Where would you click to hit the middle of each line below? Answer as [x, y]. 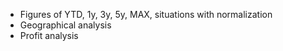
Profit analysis [49, 35]
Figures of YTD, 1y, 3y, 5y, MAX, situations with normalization [146, 14]
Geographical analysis [65, 25]
